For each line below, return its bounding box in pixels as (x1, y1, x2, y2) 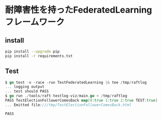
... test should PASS (5, 89, 49, 94)
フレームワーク (5, 17, 65, 28)
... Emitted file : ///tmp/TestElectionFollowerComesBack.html (5, 103, 132, 107)
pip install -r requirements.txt (5, 53, 73, 58)
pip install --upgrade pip (5, 49, 60, 54)
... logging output (5, 85, 45, 89)
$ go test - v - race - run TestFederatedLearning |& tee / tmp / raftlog (5, 80, 147, 85)
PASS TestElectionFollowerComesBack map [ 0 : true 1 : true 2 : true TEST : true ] (5, 98, 158, 103)
